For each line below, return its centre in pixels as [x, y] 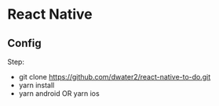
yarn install [36, 85]
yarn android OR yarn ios [59, 94]
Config [24, 43]
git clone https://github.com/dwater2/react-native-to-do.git [115, 77]
